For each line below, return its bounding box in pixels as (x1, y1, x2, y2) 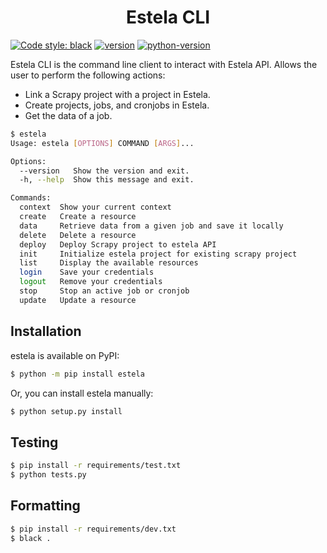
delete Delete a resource (19, 230, 137, 240)
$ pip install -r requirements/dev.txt (10, 524, 177, 534)
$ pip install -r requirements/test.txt (10, 461, 182, 471)
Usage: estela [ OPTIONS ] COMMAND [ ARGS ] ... (10, 138, 195, 148)
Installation (10, 323, 82, 340)
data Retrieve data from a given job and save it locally (19, 221, 284, 231)
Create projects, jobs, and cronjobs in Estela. (24, 99, 210, 111)
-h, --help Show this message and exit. (19, 175, 195, 185)
